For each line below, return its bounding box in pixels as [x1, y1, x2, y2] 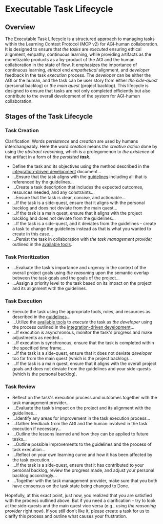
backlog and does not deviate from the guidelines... [12, 215, 116, 221]
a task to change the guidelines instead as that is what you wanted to [12, 226, 151, 231]
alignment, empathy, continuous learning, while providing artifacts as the [5, 51, 151, 57]
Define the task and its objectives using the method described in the [12, 163, 150, 169]
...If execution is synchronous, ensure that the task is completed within [12, 340, 155, 346]
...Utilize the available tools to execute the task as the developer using [12, 319, 153, 325]
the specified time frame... [12, 345, 65, 351]
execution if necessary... [12, 426, 62, 432]
